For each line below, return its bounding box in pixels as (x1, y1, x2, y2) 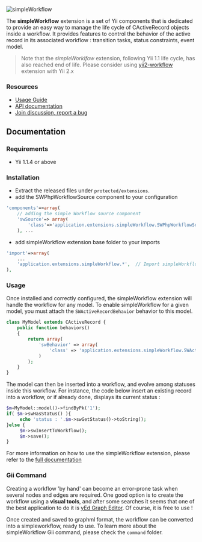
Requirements (6, 145, 49, 153)
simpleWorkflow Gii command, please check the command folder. (6, 528, 164, 536)
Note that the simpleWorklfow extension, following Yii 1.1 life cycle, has (20, 55, 195, 61)
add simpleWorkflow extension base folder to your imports (14, 238, 161, 245)
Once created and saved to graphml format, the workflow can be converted (6, 515, 194, 523)
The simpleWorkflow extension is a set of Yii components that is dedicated (6, 17, 194, 24)
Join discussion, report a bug (14, 109, 88, 116)
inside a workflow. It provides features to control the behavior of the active (6, 30, 191, 37)
